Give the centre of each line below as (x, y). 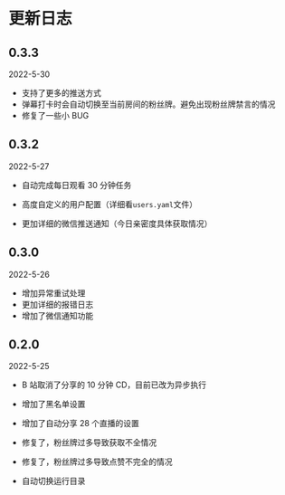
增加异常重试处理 (53, 293)
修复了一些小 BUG (55, 115)
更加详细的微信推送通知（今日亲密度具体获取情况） (117, 224)
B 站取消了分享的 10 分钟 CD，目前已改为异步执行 (114, 385)
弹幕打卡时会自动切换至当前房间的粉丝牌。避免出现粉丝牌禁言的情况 (148, 104)
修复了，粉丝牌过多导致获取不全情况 (89, 443)
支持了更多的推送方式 (61, 93)
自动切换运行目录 (53, 481)
